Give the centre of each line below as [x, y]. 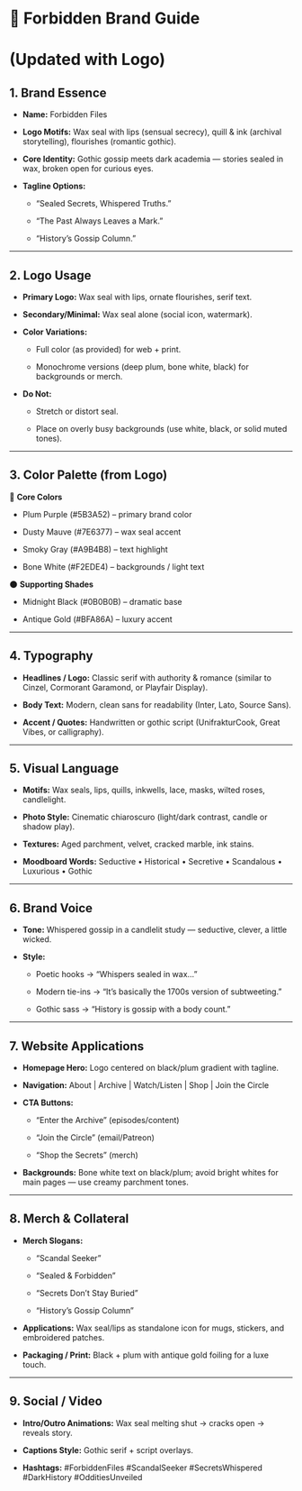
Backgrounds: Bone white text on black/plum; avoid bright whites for [150, 1173]
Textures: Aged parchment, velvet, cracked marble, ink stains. [138, 844]
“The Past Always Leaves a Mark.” [99, 221]
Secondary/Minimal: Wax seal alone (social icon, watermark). [138, 314]
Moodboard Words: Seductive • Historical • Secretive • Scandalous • [152, 862]
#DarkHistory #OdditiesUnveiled [82, 1477]
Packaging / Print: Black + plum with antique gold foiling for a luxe [146, 1355]
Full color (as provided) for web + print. [108, 349]
